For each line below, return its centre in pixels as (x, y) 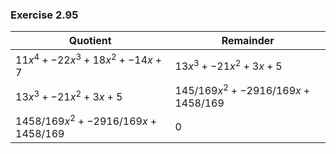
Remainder (248, 41)
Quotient (90, 41)
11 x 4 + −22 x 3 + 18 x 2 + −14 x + (89, 59)
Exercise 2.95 (44, 15)
